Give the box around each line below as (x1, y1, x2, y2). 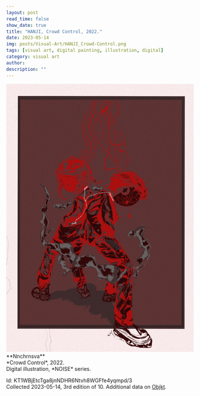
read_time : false (6, 16, 49, 22)
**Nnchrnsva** (6, 352, 45, 360)
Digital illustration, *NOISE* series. (6, 366, 91, 373)
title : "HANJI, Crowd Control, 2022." (6, 29, 102, 35)
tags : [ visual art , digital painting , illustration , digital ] (6, 48, 164, 54)
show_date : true (6, 22, 46, 28)
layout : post (6, 10, 39, 16)
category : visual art (6, 54, 60, 60)
